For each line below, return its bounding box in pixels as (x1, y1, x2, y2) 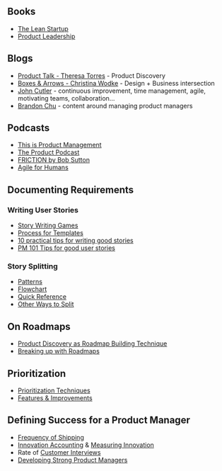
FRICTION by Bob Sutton (17, 156, 90, 164)
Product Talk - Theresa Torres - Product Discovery (17, 71, 166, 80)
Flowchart (17, 285, 47, 293)
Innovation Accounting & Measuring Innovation (17, 441, 154, 449)
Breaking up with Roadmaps (17, 347, 100, 356)
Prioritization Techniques (17, 386, 90, 395)
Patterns (17, 278, 42, 286)
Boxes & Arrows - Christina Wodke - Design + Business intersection (17, 79, 216, 87)
